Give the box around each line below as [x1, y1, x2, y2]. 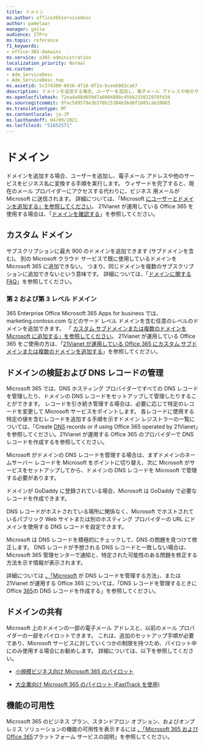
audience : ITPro [6, 32, 48, 38]
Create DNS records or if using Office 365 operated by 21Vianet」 [35, 423, 198, 430]
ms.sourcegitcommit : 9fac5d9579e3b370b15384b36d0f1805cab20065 [6, 100, 171, 106]
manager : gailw [6, 26, 45, 32]
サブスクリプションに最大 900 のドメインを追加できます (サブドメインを [6, 247, 189, 254]
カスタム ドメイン [6, 230, 73, 240]
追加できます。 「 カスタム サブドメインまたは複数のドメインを [27, 325, 187, 332]
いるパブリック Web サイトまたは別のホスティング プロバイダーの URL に [6, 515, 190, 522]
